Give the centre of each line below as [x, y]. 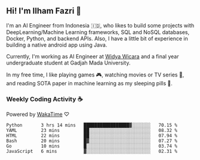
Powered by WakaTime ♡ [38, 115]
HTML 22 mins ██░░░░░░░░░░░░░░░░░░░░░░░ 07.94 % [92, 136]
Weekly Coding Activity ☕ [44, 99]
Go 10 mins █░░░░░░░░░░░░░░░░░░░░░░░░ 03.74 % [92, 146]
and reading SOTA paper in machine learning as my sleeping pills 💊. [90, 83]
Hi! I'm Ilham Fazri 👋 [44, 11]
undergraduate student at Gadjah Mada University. [68, 63]
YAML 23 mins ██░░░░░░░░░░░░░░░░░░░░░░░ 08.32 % [92, 131]
